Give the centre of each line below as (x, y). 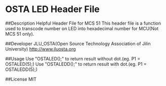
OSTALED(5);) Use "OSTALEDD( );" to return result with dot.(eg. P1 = (76, 64)
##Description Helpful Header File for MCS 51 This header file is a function (83, 23)
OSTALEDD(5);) (22, 69)
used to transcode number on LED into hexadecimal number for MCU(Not (82, 28)
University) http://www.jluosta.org (40, 49)
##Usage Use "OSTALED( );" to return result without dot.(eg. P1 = (73, 58)
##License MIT (21, 79)
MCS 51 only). (20, 34)
